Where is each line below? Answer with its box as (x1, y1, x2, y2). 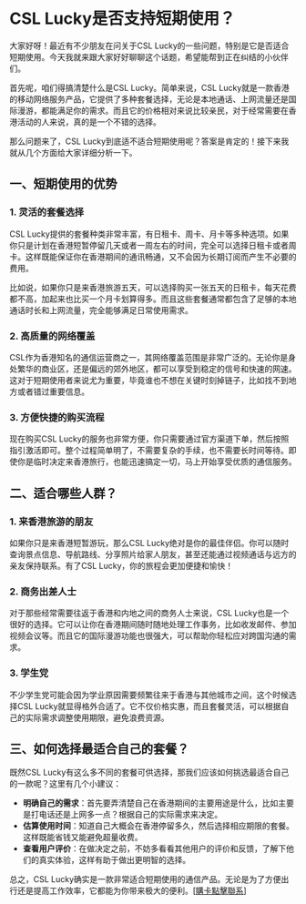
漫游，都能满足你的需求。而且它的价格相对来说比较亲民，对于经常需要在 (16, 105, 289, 116)
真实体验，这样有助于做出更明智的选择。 (38, 855, 191, 866)
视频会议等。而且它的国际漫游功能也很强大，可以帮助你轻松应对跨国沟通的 (9, 630, 289, 642)
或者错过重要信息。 (16, 386, 89, 397)
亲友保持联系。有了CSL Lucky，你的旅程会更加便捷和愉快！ (9, 560, 234, 571)
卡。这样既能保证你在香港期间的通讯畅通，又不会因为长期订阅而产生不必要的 (9, 251, 297, 262)
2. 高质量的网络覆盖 (9, 330, 96, 342)
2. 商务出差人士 (9, 584, 77, 597)
